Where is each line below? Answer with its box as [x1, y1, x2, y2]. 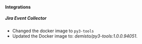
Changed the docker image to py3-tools [12, 28, 94, 34]
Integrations [5, 4, 31, 10]
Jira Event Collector [5, 15, 47, 21]
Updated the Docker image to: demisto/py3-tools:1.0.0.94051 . [12, 33, 138, 39]
